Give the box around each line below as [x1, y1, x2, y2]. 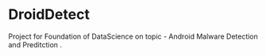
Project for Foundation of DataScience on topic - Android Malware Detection [8, 32, 258, 41]
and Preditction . [8, 39, 62, 49]
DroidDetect [8, 6, 90, 24]
